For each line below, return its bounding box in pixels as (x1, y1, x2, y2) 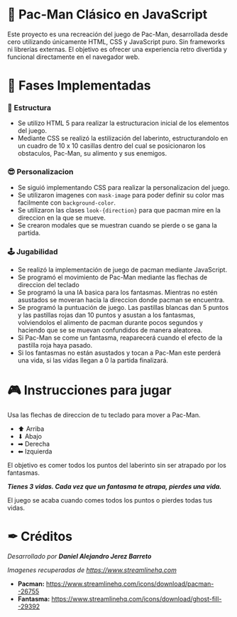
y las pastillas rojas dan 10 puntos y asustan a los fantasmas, (17, 311, 196, 319)
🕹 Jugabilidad (7, 247, 58, 257)
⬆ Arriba (17, 424, 45, 433)
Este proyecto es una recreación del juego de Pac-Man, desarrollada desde (7, 30, 228, 38)
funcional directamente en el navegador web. (7, 53, 140, 61)
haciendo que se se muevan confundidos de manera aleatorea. (17, 326, 203, 335)
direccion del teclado (17, 281, 79, 289)
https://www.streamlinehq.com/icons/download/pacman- (45, 579, 214, 588)
